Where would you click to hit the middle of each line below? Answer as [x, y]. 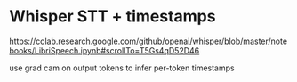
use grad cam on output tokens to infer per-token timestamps [122, 68]
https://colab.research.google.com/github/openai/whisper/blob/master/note [148, 41]
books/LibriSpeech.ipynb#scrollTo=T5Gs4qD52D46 [104, 50]
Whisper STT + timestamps [112, 16]
